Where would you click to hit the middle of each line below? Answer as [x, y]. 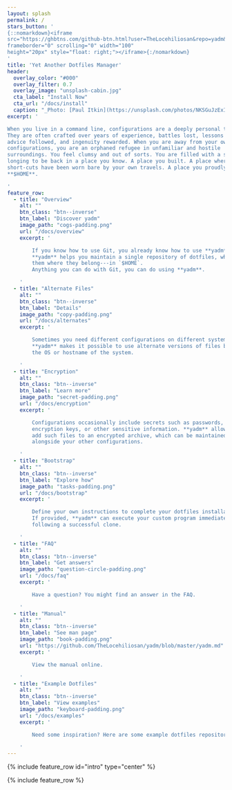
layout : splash [29, 13]
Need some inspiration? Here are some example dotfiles [114, 735]
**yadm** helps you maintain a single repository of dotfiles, [125, 257]
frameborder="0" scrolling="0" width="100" [71, 46]
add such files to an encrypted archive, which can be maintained [129, 435]
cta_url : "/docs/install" [51, 104]
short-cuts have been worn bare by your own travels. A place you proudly [117, 167]
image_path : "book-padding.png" [66, 640]
